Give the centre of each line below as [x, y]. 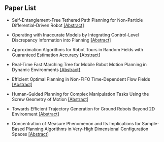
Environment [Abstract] [35, 114]
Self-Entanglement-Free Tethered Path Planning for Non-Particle [77, 20]
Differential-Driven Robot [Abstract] [48, 25]
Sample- [150, 123]
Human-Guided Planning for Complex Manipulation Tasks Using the [80, 94]
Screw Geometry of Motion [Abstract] [50, 99]
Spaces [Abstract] [30, 134]
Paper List [20, 8]
